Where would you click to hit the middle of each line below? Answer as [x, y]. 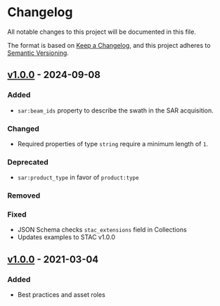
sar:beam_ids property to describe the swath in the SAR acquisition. [116, 110]
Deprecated [28, 162]
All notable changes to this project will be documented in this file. [102, 32]
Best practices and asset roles [61, 295]
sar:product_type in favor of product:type [78, 177]
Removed [24, 196]
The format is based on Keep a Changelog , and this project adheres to [109, 45]
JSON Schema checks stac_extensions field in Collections [102, 230]
